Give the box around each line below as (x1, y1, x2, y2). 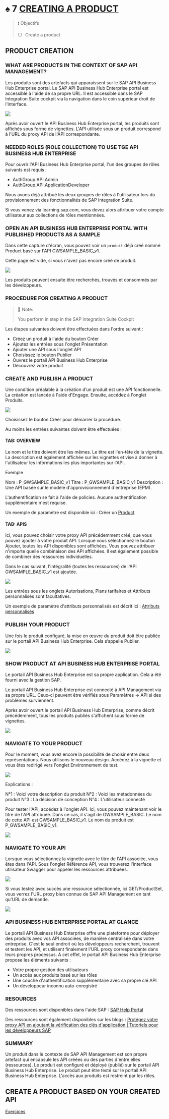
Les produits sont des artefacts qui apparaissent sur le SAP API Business (5, 79, 156, 86)
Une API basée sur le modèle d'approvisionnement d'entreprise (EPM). (5, 485, 152, 491)
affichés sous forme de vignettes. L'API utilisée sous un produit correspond (5, 126, 161, 132)
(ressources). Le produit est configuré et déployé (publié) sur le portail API (5, 1062, 159, 1068)
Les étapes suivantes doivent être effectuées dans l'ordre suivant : (5, 326, 143, 332)
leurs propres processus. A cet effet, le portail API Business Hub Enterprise (5, 952, 161, 958)
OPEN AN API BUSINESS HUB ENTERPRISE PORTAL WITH (5, 225, 147, 232)
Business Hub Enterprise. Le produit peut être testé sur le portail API (5, 1068, 147, 1074)
